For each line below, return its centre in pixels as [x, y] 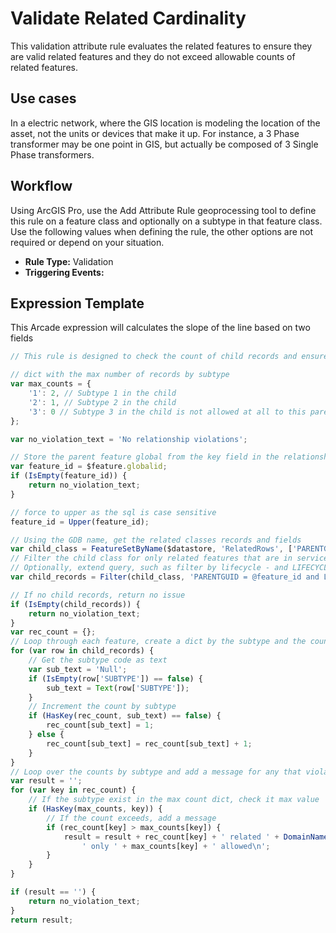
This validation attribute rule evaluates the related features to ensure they [161, 46]
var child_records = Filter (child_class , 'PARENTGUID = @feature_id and [165, 577]
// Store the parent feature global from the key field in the [145, 457]
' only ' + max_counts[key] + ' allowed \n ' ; [176, 846]
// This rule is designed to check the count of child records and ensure [169, 357]
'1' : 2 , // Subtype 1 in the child [102, 393]
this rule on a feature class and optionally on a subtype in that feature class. [166, 221]
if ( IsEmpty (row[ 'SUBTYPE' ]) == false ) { [115, 678]
